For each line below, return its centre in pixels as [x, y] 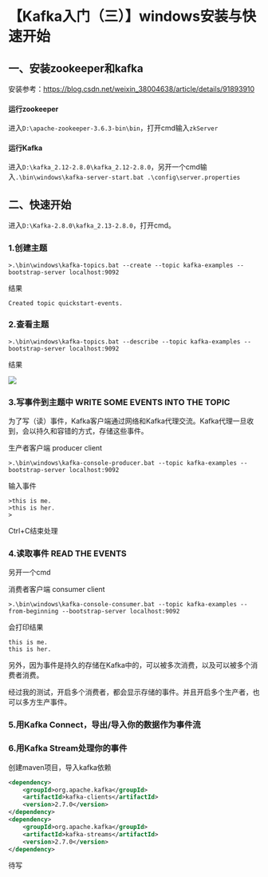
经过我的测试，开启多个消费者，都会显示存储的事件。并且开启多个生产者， [130, 692]
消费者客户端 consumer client [57, 589]
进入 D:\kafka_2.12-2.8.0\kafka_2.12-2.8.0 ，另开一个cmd [104, 167]
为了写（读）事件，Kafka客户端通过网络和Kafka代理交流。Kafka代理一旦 [128, 421]
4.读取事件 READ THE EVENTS [67, 554]
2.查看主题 [29, 324]
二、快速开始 [40, 204]
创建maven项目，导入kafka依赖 [60, 767]
